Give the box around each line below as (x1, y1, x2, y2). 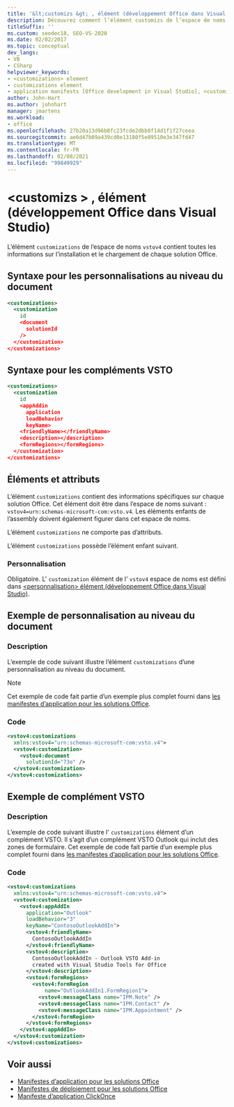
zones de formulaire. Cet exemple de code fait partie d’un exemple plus (7, 842, 212, 851)
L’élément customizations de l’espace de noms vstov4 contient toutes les (7, 242, 217, 251)
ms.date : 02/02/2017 (7, 36, 68, 43)
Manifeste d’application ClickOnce (17, 1092, 116, 1100)
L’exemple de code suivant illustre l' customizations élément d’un (7, 828, 194, 836)
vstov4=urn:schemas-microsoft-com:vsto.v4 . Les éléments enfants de (7, 507, 206, 515)
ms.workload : (7, 114, 45, 121)
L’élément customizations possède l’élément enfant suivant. (7, 541, 179, 550)
